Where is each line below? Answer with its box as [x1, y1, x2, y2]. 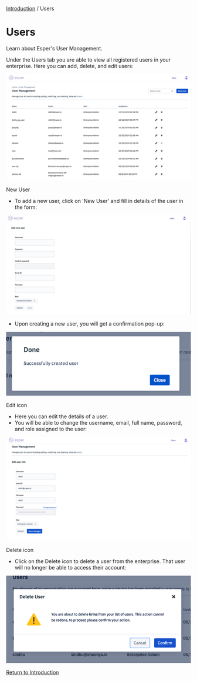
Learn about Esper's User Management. [6, 45, 103, 52]
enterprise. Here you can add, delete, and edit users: [6, 62, 134, 69]
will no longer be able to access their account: [14, 564, 127, 571]
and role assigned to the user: [14, 425, 87, 433]
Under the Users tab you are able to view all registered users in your [6, 56, 171, 63]
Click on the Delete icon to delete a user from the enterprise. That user [14, 557, 186, 565]
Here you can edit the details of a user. [14, 413, 108, 420]
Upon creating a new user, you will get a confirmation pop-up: [14, 320, 165, 327]
